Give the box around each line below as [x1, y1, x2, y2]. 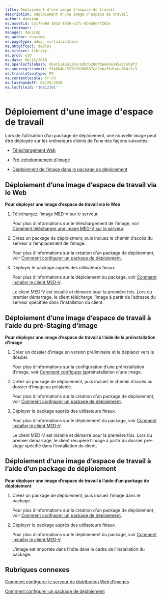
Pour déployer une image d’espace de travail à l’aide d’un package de [5, 478, 149, 484]
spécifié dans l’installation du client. [25, 443, 97, 449]
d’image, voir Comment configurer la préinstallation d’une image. [12, 369, 142, 375]
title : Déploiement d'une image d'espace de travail [5, 7, 115, 12]
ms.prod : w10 [5, 53, 32, 58]
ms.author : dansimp [5, 35, 45, 40]
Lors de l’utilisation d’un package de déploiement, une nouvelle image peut [5, 133, 157, 139]
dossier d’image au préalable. [12, 384, 72, 390]
